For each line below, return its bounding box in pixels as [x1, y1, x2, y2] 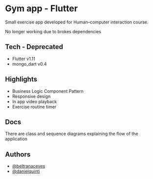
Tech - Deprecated [5, 43, 64, 51]
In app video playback [12, 98, 57, 104]
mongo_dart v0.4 [12, 61, 47, 67]
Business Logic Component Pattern [12, 88, 84, 94]
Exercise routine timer [12, 104, 57, 110]
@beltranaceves [12, 163, 45, 169]
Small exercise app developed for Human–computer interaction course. [5, 19, 149, 25]
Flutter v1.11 [12, 56, 35, 62]
